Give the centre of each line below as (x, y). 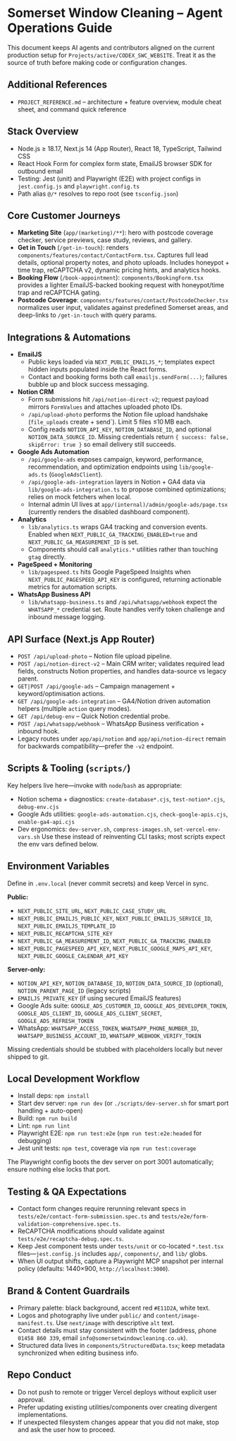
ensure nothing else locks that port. (59, 1169)
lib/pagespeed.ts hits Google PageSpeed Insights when (110, 572)
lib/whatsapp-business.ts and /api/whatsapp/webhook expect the (123, 602)
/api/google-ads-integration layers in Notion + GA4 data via (117, 482)
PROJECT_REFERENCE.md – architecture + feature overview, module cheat (119, 102)
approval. (31, 1399)
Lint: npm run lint (44, 1126)
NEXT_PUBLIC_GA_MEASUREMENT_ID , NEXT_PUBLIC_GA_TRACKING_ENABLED (114, 940)
